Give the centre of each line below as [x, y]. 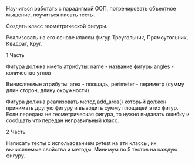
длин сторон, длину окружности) [48, 90]
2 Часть [16, 132]
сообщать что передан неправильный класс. [63, 120]
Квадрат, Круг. [24, 44]
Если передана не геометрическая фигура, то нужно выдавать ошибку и [98, 114]
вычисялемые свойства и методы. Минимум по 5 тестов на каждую [92, 149]
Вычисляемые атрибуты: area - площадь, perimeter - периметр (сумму [95, 84]
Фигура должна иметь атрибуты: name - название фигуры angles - [90, 66]
